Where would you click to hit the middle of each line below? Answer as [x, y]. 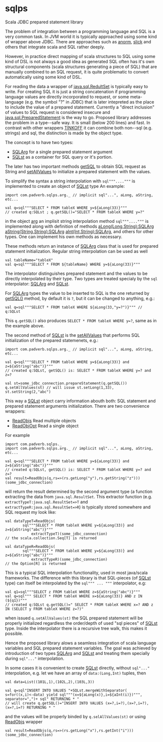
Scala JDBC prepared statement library [44, 22]
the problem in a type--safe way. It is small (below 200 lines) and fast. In [78, 123]
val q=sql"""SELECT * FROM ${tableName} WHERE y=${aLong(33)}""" [72, 264]
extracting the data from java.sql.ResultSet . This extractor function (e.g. [79, 496]
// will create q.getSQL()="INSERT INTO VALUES [54, 703]
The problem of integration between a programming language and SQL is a [80, 31]
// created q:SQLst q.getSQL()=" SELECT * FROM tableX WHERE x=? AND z [79, 605]
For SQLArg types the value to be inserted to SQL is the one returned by [77, 293]
